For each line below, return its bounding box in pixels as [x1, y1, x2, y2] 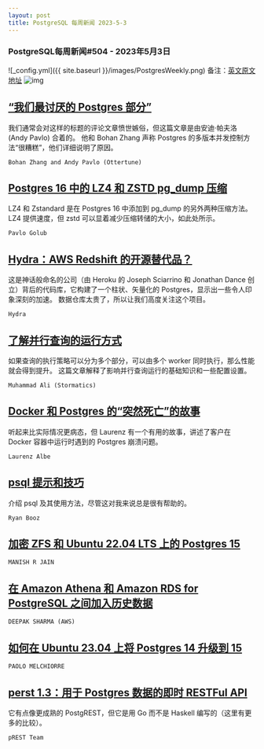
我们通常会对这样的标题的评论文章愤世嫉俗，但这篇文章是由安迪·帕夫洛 [8, 123, 238, 132]
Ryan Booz [8, 514, 41, 522]
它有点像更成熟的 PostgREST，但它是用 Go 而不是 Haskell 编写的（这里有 [8, 708, 245, 718]
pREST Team [8, 733, 44, 741]
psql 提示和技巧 [8, 476, 84, 490]
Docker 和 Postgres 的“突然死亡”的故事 [8, 405, 200, 418]
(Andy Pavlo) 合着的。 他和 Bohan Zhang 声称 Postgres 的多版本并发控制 [8, 133, 244, 142]
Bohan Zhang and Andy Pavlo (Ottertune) [8, 158, 143, 166]
